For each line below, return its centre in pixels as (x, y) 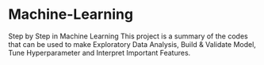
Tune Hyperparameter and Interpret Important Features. (99, 52)
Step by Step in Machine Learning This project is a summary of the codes (128, 36)
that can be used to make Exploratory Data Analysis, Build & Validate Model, (132, 44)
